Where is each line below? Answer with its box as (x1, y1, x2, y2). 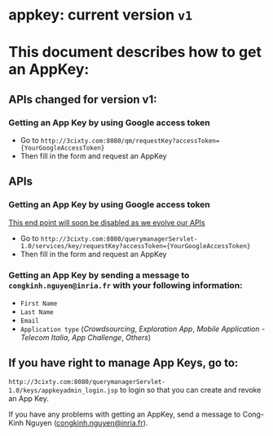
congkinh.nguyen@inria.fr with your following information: (8, 279, 243, 290)
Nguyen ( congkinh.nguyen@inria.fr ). (25, 417, 148, 428)
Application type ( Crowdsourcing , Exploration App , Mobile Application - (20, 324, 266, 334)
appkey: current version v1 (8, 6, 193, 24)
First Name (20, 299, 58, 308)
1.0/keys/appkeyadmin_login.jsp (8, 386, 118, 395)
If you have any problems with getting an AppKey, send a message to (8, 409, 241, 419)
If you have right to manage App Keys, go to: (8, 356, 239, 370)
